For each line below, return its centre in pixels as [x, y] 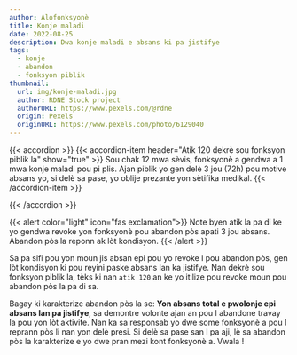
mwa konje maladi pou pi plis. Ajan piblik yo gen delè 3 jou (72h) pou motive [148, 169]
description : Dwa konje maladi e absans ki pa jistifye [114, 42]
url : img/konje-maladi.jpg [67, 91]
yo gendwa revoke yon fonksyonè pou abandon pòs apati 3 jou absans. [140, 231]
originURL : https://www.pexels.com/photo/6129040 [110, 125]
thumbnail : [29, 83]
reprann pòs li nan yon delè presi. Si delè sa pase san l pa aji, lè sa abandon [147, 332]
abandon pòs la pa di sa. [54, 286]
